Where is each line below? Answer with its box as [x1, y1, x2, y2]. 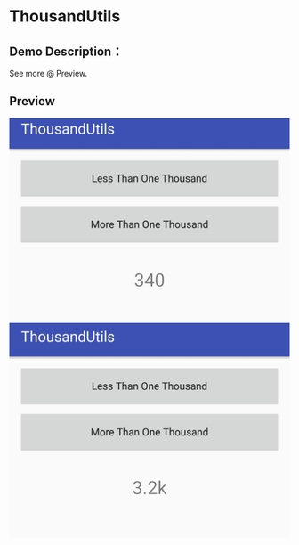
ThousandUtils [9, 6, 121, 27]
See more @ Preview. [9, 69, 87, 78]
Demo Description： [9, 44, 124, 59]
